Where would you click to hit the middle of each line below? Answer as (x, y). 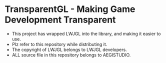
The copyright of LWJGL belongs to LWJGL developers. (69, 49)
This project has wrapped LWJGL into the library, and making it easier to (86, 33)
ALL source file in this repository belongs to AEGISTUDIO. (71, 55)
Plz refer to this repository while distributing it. (59, 44)
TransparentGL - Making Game (70, 9)
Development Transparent (60, 20)
